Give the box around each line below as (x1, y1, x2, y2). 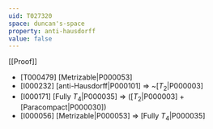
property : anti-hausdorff (8, 27, 96, 35)
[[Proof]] (8, 57, 38, 67)
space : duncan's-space (8, 19, 85, 28)
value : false (8, 34, 53, 43)
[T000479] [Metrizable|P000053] (19, 72, 133, 82)
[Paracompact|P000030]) (19, 102, 107, 112)
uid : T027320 (8, 11, 53, 20)
